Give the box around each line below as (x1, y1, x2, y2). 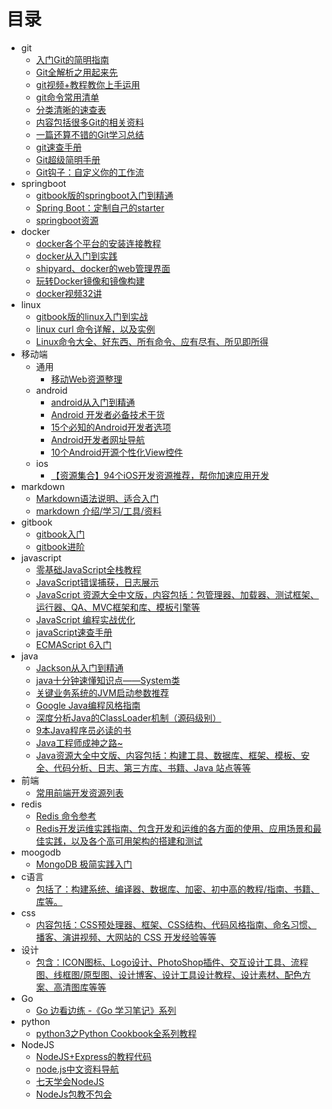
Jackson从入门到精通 (35, 661, 124, 674)
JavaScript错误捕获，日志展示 (35, 576, 159, 588)
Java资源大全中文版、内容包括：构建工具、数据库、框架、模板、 (35, 749, 301, 761)
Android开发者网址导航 (50, 433, 146, 445)
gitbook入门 (35, 528, 86, 540)
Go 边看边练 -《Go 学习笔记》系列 (35, 1004, 177, 1016)
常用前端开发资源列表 (35, 786, 124, 799)
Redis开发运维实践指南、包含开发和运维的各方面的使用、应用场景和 (35, 822, 313, 834)
